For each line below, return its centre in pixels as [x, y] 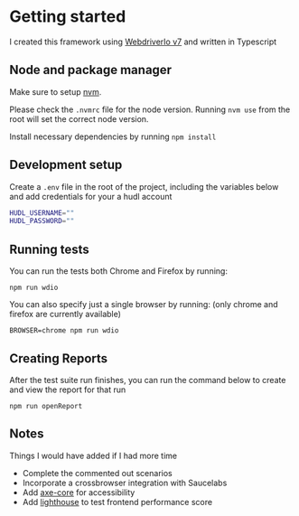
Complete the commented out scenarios [98, 473]
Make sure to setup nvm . [56, 91]
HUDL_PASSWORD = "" [42, 221]
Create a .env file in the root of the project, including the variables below [144, 186]
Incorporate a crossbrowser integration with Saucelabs [125, 483]
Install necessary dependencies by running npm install [113, 136]
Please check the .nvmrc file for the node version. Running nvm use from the [150, 109]
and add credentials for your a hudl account [91, 196]
